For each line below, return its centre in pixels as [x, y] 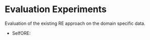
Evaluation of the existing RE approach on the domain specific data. [75, 23]
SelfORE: [21, 33]
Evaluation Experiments [56, 9]
